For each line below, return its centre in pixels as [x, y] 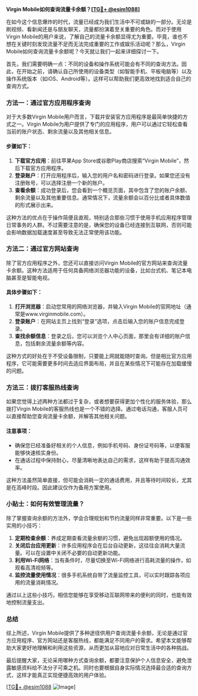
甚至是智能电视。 [32, 278]
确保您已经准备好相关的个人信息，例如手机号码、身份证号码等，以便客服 [102, 445]
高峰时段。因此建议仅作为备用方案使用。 [65, 487]
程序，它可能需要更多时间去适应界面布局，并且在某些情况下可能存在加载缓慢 [99, 363]
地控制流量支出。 [27, 602]
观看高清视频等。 [35, 567]
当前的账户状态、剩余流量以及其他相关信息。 [60, 132]
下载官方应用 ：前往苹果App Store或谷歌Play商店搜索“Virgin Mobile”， [99, 160]
